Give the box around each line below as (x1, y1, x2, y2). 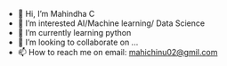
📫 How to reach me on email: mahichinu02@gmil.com (17, 47, 218, 57)
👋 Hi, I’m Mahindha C (17, 9, 95, 19)
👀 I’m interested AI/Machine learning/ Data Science (17, 18, 206, 29)
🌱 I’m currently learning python (17, 28, 132, 37)
